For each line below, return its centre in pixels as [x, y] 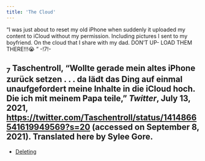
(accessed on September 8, [145, 127]
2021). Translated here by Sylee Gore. [80, 137]
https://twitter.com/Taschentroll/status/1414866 [102, 118]
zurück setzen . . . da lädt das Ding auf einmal [95, 79]
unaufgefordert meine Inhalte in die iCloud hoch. [101, 89]
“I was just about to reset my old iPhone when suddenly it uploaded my [96, 29]
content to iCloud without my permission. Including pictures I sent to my [97, 36]
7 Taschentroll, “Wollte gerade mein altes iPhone [101, 69]
